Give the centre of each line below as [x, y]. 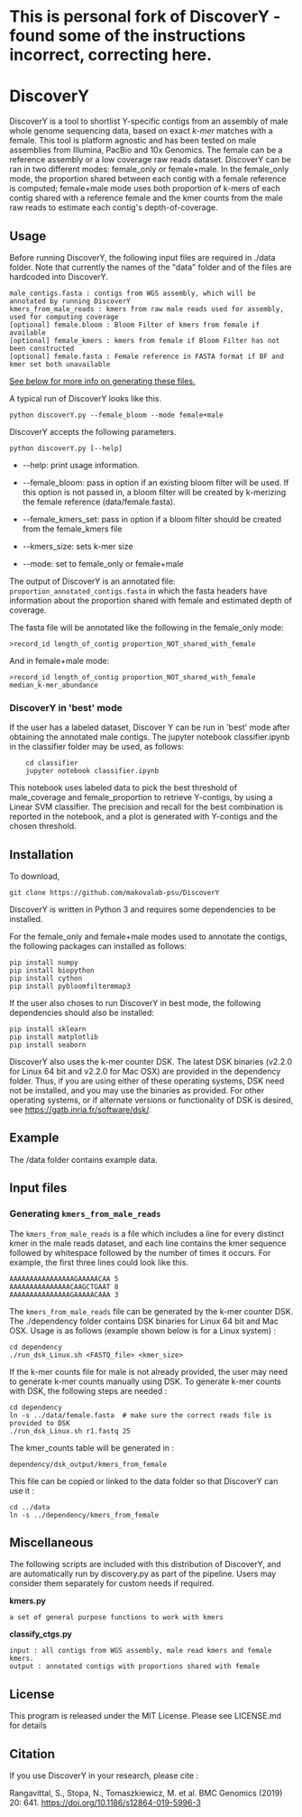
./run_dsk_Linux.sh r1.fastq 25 [70, 1431]
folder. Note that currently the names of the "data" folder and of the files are [151, 267]
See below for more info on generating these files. [102, 381]
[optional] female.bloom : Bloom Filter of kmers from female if [134, 325]
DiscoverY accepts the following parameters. [93, 431]
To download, [35, 876]
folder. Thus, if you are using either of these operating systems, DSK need [147, 1081]
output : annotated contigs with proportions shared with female [134, 1666]
